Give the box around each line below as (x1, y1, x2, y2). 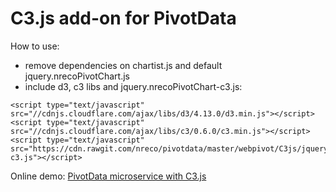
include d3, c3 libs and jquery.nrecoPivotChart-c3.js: (24, 80, 243, 92)
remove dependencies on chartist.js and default (24, 59, 223, 71)
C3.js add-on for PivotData (10, 7, 237, 30)
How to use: (10, 40, 60, 52)
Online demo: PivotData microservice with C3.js (10, 170, 207, 182)
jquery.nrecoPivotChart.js (24, 70, 130, 82)
